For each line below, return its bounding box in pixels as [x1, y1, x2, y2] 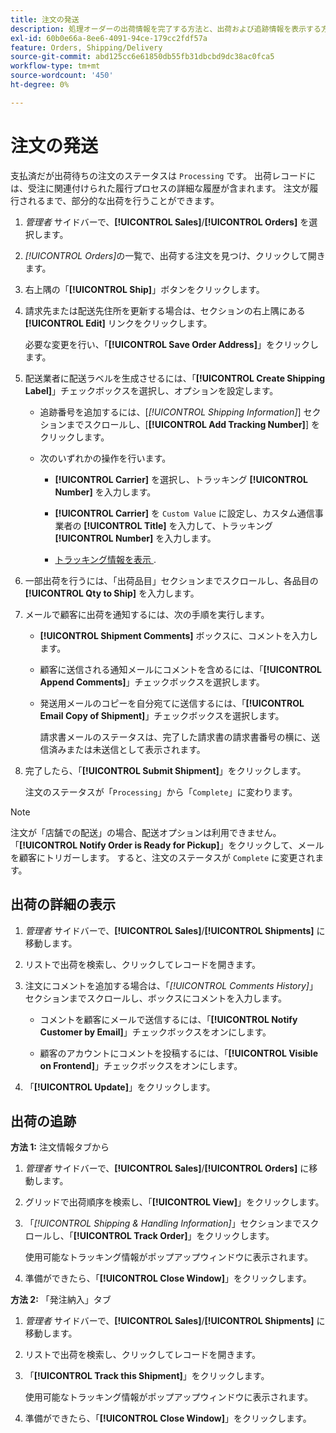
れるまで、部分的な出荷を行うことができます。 [27, 194, 220, 206]
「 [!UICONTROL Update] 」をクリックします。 [24, 1081, 216, 1093]
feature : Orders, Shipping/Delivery [10, 42, 163, 53]
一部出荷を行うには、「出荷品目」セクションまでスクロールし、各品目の [24, 574, 319, 586]
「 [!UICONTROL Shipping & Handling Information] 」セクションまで [24, 1217, 302, 1230]
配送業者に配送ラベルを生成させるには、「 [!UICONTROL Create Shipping [24, 372, 326, 384]
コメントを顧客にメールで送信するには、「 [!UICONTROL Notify [39, 1013, 298, 1025]
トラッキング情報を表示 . [54, 553, 157, 565]
